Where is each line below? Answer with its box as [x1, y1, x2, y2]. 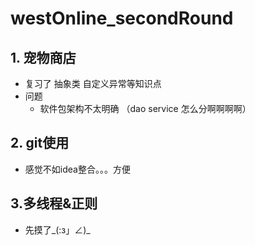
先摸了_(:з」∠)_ [24, 223, 91, 236]
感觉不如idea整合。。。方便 [24, 163, 131, 175]
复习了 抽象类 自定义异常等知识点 [24, 78, 162, 89]
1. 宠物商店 [10, 49, 77, 66]
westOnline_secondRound [10, 7, 234, 30]
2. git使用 [10, 135, 70, 152]
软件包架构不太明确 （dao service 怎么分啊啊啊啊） [39, 103, 252, 114]
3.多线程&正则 [10, 195, 98, 212]
